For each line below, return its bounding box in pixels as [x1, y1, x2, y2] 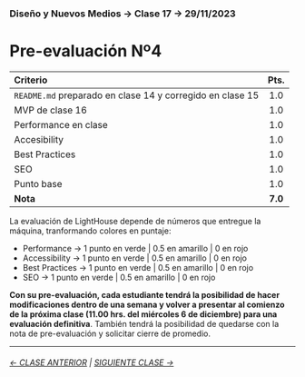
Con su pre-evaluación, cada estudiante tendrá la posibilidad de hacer [9, 289, 280, 300]
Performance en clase [14, 118, 109, 131]
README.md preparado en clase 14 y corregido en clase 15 [14, 89, 260, 102]
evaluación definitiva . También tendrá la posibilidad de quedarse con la [9, 318, 280, 329]
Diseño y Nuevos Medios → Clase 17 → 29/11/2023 [9, 7, 236, 20]
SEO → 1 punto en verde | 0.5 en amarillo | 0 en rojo [22, 272, 216, 283]
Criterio [14, 74, 48, 86]
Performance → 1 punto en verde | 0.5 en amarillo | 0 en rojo [22, 243, 249, 253]
